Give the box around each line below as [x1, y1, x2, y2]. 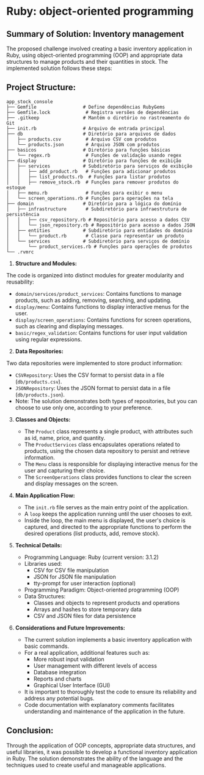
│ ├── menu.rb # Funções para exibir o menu [6, 190, 163, 196]
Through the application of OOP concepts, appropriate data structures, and [6, 741, 195, 749]
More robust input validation [33, 655, 105, 663]
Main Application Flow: [15, 492, 75, 499]
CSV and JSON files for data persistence [33, 612, 136, 619]
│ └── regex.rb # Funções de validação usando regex [6, 152, 182, 158]
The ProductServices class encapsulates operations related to [24, 441, 180, 448]
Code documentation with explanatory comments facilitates [24, 701, 175, 708]
